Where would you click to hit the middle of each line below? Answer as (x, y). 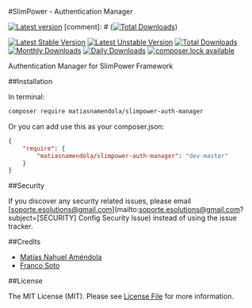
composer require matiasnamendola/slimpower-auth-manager (106, 111)
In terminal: (27, 97)
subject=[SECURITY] (42, 218)
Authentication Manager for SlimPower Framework (91, 66)
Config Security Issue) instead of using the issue (158, 218)
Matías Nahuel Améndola (61, 257)
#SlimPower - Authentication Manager (71, 12)
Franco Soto (40, 266)
